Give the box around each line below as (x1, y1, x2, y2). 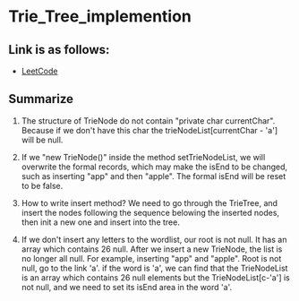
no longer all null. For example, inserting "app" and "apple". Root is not (21, 253, 282, 263)
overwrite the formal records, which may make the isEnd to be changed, (21, 161, 288, 172)
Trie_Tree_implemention (8, 6, 192, 27)
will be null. (21, 134, 64, 145)
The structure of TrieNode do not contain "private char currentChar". (21, 115, 276, 126)
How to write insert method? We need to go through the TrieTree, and (21, 197, 278, 208)
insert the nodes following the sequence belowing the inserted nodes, (21, 207, 279, 218)
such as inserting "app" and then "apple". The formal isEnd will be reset (21, 170, 286, 181)
